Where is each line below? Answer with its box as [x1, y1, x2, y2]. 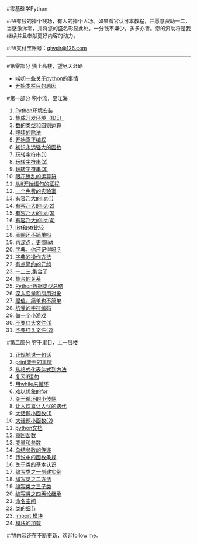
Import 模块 [15, 512, 43, 519]
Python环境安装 [15, 107, 53, 114]
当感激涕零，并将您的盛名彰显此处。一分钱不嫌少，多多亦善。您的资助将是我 [6, 25, 191, 32]
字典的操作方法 [15, 253, 51, 260]
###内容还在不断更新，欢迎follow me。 [6, 532, 102, 539]
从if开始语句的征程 [15, 180, 60, 187]
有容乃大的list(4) [15, 217, 55, 223]
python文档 [15, 425, 43, 431]
